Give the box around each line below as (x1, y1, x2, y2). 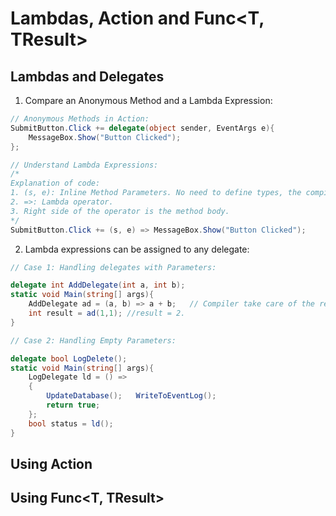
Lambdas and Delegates (10, 68, 165, 85)
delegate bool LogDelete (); (10, 353, 128, 364)
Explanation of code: (10, 178, 101, 189)
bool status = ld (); (28, 418, 114, 429)
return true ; (46, 400, 101, 410)
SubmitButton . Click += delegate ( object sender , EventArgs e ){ (10, 123, 275, 133)
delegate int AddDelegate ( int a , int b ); (10, 280, 186, 291)
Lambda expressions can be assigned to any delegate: (24, 243, 250, 255)
